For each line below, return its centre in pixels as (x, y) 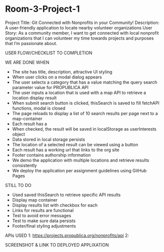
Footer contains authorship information (51, 155)
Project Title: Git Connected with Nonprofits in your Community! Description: (82, 23)
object (19, 134)
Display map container (35, 200)
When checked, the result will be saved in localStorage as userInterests (84, 129)
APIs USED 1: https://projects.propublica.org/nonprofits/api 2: (67, 235)
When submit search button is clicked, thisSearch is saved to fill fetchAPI (86, 103)
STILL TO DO (18, 185)
